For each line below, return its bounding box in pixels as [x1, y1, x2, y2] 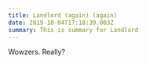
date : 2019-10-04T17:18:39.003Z [8, 19, 114, 27]
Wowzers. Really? [8, 48, 65, 57]
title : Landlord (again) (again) [8, 11, 118, 20]
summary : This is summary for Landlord [8, 26, 139, 34]
